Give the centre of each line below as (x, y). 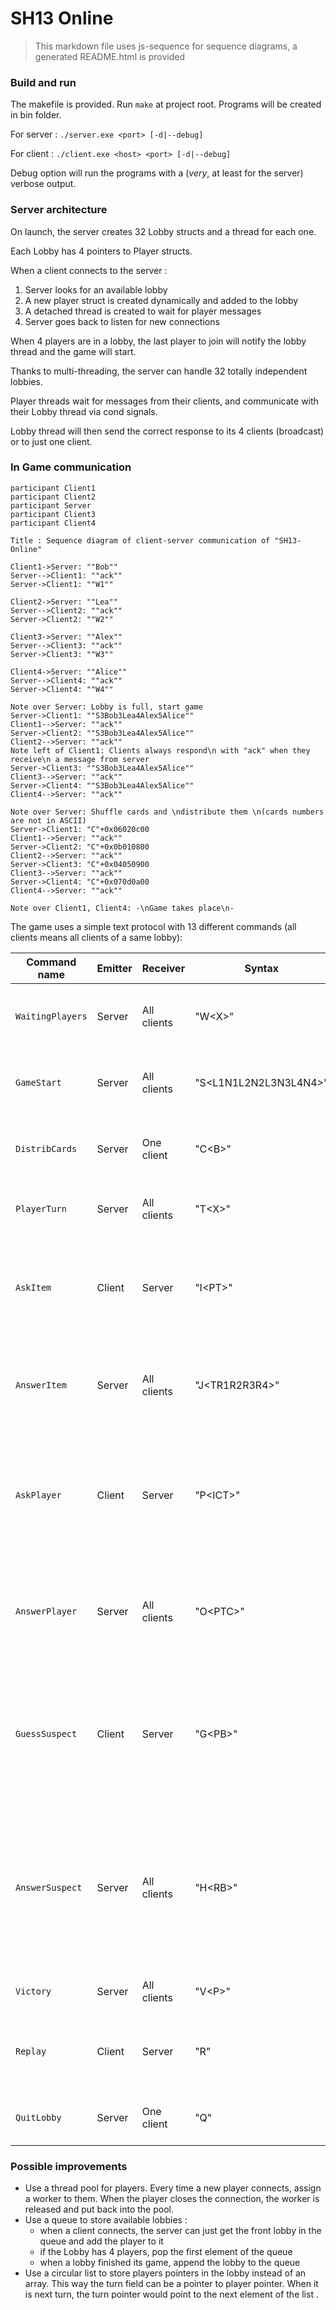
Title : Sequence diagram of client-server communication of (140, 540)
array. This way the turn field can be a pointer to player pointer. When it (171, 2284)
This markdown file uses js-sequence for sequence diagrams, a (166, 46)
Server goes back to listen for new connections (122, 321)
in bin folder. (36, 115)
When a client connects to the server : (89, 270)
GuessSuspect (46, 1733)
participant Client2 (53, 497)
